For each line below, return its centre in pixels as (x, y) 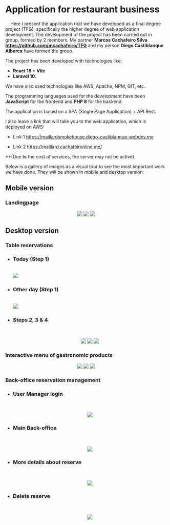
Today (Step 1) (31, 259)
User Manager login (38, 394)
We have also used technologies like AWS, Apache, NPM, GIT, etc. (75, 86)
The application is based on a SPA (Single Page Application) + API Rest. (81, 111)
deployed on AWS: (25, 127)
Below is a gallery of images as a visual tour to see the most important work (85, 166)
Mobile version (30, 188)
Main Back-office (35, 428)
